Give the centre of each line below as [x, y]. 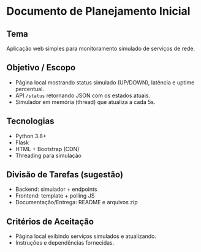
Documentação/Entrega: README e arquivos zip [76, 202]
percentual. [30, 89]
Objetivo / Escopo [41, 68]
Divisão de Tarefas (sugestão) [65, 175]
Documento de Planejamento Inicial [98, 11]
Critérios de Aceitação [50, 221]
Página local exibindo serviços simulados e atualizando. [85, 236]
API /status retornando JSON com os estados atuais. [83, 95]
